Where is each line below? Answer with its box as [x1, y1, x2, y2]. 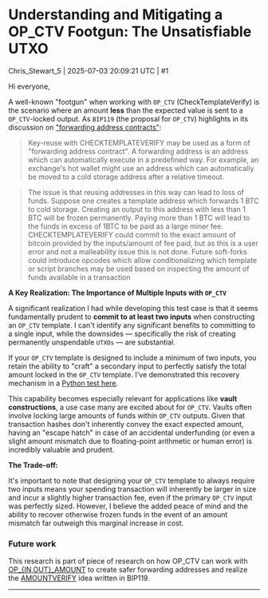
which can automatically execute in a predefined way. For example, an [27, 154, 259, 165]
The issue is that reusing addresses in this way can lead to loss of [27, 187, 245, 197]
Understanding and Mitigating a [8, 6, 223, 24]
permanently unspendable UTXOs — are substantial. [8, 337, 175, 347]
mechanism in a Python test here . [8, 378, 118, 388]
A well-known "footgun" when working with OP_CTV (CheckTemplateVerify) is [8, 97, 260, 106]
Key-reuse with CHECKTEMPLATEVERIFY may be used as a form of [27, 138, 251, 147]
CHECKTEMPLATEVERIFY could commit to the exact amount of [27, 229, 237, 239]
